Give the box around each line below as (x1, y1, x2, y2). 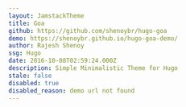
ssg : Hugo (8, 49, 42, 57)
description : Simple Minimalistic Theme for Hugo (8, 64, 179, 72)
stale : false (8, 72, 52, 80)
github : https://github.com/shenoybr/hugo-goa (8, 27, 167, 35)
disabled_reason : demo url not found (8, 86, 135, 95)
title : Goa (8, 19, 45, 27)
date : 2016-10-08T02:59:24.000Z (8, 57, 117, 65)
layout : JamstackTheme (8, 11, 85, 20)
